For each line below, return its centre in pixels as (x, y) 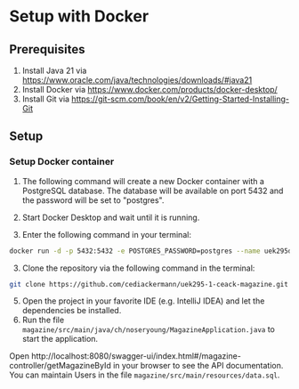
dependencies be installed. (72, 311)
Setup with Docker (79, 16)
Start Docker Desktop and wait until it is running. (111, 217)
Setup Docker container (62, 162)
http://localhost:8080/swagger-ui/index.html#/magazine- (136, 356)
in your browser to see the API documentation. (198, 366)
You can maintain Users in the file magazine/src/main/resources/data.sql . (145, 375)
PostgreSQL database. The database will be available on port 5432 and (153, 190)
